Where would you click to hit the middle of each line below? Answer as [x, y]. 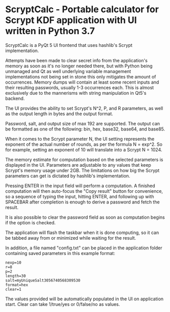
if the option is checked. [30, 222]
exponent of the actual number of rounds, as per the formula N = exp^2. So [84, 144]
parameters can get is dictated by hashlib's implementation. [68, 176]
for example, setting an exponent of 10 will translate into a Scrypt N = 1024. [84, 149]
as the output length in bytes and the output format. [59, 114]
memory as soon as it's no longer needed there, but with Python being [79, 66]
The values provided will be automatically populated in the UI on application [84, 299]
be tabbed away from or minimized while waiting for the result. [71, 238]
